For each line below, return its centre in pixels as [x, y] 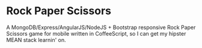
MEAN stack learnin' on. [36, 40]
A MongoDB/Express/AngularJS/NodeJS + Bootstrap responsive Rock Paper [101, 27]
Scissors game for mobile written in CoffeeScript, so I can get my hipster [96, 33]
